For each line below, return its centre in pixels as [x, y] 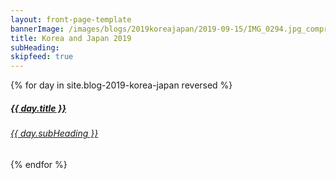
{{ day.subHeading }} [54, 133]
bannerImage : [37, 29]
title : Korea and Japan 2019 [71, 38]
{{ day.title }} [38, 108]
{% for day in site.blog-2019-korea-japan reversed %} [121, 85]
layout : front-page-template [71, 19]
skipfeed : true [42, 57]
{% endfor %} [39, 164]
